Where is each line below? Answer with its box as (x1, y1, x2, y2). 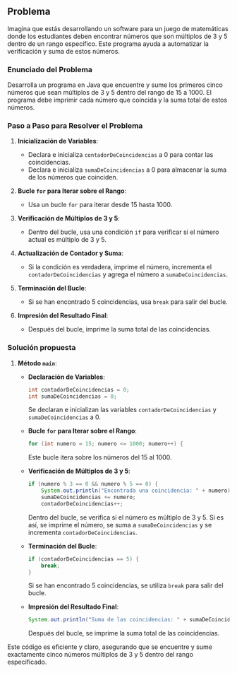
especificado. (7, 657, 47, 667)
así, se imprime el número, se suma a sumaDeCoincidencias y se (28, 520, 212, 529)
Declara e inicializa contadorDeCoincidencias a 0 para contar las (28, 151, 214, 159)
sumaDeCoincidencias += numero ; (41, 494, 136, 501)
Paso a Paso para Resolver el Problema (7, 121, 143, 131)
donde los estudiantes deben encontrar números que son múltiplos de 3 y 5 (7, 32, 228, 40)
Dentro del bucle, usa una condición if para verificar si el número (28, 228, 219, 236)
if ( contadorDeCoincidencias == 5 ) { (28, 555, 140, 563)
